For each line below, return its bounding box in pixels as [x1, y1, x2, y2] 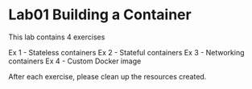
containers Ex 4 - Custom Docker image [8, 56, 142, 66]
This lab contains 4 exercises [8, 32, 105, 42]
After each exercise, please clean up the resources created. [8, 71, 207, 81]
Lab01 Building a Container [8, 6, 192, 24]
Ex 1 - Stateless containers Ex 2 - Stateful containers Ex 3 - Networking [8, 47, 245, 57]
